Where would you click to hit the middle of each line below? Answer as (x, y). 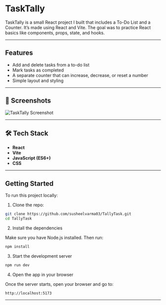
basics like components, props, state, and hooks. (55, 33)
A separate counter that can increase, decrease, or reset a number (80, 75)
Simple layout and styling (38, 80)
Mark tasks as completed (38, 70)
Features (19, 53)
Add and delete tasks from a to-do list (51, 65)
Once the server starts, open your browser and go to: (59, 284)
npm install (17, 247)
